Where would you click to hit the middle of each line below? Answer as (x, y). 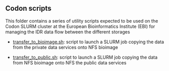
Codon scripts (28, 8)
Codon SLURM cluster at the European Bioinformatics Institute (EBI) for (80, 26)
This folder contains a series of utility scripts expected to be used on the (82, 21)
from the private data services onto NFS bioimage (65, 47)
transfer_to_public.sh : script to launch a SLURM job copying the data (85, 57)
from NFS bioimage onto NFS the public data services (69, 63)
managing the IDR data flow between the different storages (68, 32)
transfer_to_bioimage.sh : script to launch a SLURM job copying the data (88, 42)
